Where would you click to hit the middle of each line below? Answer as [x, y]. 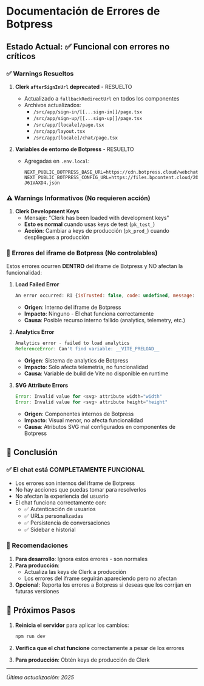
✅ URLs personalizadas [54, 515]
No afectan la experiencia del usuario [62, 496]
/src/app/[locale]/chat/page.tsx [76, 138]
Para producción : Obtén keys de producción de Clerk [82, 660]
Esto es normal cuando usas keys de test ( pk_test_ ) [90, 224]
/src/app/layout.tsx [59, 131]
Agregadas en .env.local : [57, 161]
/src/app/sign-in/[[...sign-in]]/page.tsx [88, 112]
